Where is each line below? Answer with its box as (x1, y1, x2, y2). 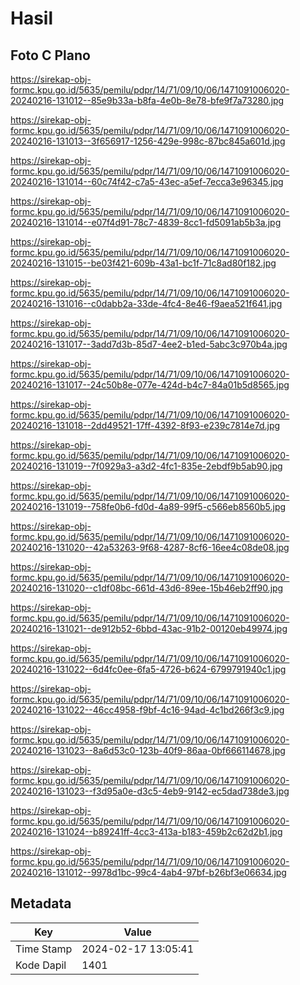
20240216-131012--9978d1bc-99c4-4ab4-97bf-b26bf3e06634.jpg (10, 867, 287, 878)
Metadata (10, 895, 72, 912)
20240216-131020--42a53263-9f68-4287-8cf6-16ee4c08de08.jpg (10, 542, 290, 553)
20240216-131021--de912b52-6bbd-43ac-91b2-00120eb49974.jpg (10, 623, 288, 634)
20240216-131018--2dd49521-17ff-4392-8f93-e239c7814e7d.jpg (10, 420, 281, 431)
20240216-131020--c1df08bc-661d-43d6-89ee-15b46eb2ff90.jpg (10, 582, 284, 594)
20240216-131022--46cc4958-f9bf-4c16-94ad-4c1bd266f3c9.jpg (10, 704, 285, 716)
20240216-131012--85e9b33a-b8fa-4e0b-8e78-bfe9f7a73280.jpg (10, 95, 285, 106)
